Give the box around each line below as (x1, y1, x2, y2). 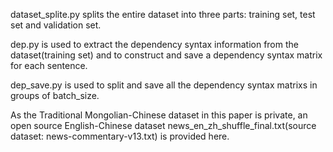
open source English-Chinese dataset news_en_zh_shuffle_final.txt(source (10, 120, 317, 131)
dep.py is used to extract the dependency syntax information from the (10, 39, 299, 50)
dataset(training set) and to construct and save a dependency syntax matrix (10, 49, 323, 61)
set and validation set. (10, 19, 102, 31)
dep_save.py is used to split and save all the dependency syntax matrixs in (10, 79, 318, 91)
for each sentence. (10, 60, 88, 71)
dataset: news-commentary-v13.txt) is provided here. (10, 130, 230, 142)
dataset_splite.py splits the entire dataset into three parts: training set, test (10, 9, 316, 20)
